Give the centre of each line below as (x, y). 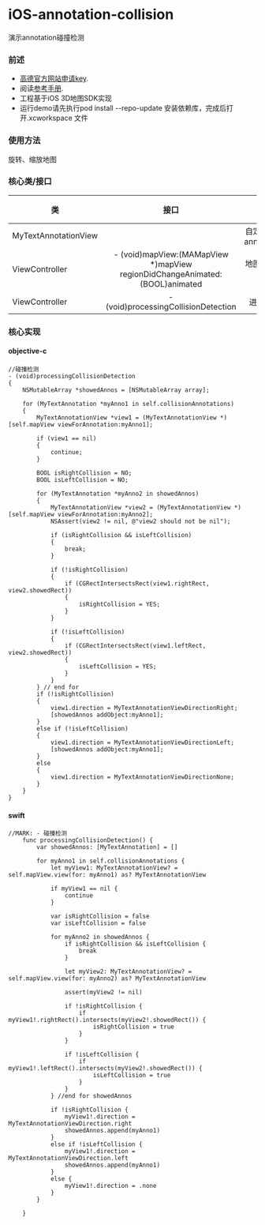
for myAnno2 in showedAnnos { (100, 938)
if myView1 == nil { (84, 889)
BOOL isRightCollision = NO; (84, 473)
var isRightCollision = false (100, 917)
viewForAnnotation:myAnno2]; (106, 514)
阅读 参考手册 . (41, 88)
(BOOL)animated (171, 284)
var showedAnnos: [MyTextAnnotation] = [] (107, 847)
